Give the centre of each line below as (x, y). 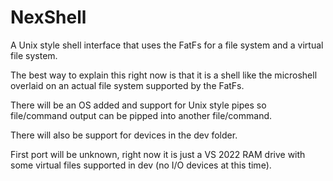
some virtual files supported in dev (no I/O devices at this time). (141, 165)
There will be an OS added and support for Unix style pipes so (138, 105)
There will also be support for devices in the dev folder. (124, 135)
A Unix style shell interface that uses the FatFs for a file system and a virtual (167, 45)
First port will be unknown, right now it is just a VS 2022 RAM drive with (158, 154)
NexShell (48, 17)
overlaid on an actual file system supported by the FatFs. (127, 85)
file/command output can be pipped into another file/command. (141, 115)
